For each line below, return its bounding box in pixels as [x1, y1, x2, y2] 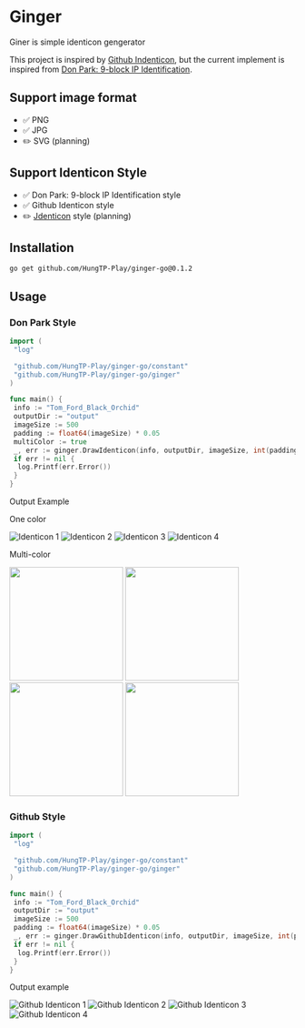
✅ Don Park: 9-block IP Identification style [22, 189, 182, 200]
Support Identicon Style [9, 166, 147, 181]
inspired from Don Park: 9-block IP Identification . [9, 64, 192, 75]
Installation [9, 239, 74, 256]
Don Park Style [9, 316, 77, 328]
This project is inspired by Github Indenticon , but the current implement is [9, 54, 285, 65]
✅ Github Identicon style [22, 199, 115, 210]
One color [9, 514, 47, 525]
